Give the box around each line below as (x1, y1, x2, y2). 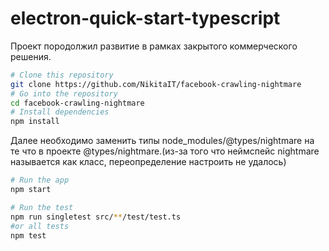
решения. (10, 50, 52, 62)
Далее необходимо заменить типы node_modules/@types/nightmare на (10, 135, 315, 147)
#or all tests (10, 221, 70, 231)
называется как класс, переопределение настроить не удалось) (10, 156, 287, 168)
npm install (10, 117, 60, 127)
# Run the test (10, 202, 74, 212)
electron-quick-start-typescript (10, 7, 281, 30)
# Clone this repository (10, 70, 114, 80)
